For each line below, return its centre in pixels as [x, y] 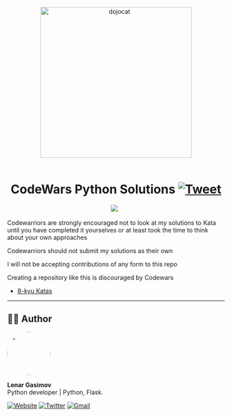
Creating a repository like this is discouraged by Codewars [90, 277]
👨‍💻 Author [30, 319]
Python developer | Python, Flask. [55, 392]
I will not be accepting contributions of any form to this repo [92, 264]
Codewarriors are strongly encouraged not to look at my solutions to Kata [112, 222]
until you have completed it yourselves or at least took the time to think [108, 230]
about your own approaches [47, 237]
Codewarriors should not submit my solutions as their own [90, 250]
